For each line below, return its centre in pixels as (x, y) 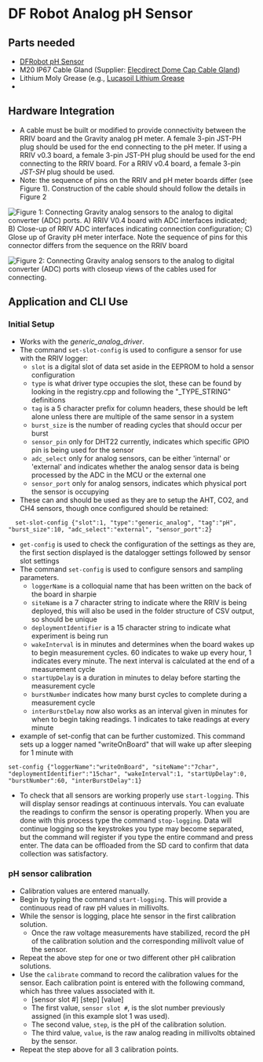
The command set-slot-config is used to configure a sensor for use (130, 349)
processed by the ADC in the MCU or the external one (119, 475)
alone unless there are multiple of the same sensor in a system (132, 416)
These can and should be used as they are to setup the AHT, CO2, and (134, 500)
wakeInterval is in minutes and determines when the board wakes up (143, 644)
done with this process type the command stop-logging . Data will (126, 820)
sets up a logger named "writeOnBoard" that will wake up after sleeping (135, 744)
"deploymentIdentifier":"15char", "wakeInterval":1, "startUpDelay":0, (128, 774)
